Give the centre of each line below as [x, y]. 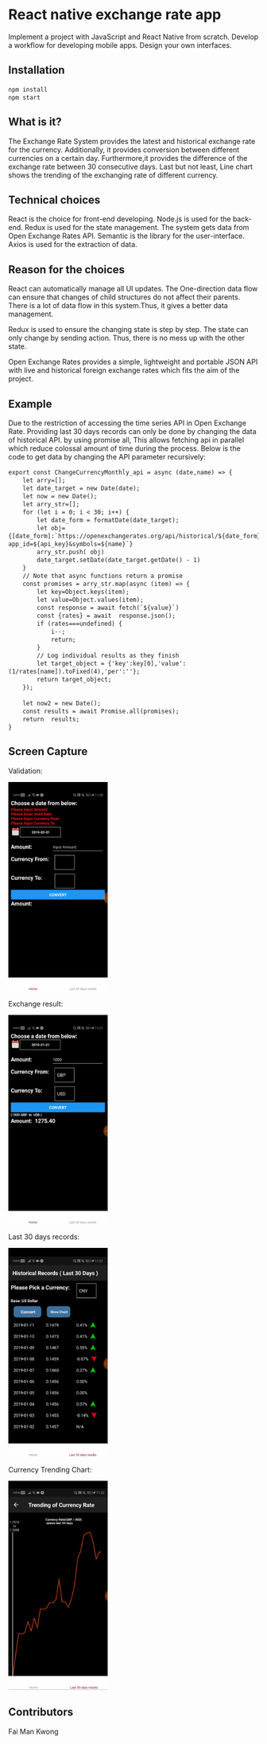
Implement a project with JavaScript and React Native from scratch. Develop [133, 37]
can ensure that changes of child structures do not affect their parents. [124, 297]
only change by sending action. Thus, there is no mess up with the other [126, 338]
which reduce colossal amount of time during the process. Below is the [124, 448]
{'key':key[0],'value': [147, 663]
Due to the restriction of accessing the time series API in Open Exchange [127, 423]
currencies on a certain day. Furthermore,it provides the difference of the [128, 158]
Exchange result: [36, 1003]
